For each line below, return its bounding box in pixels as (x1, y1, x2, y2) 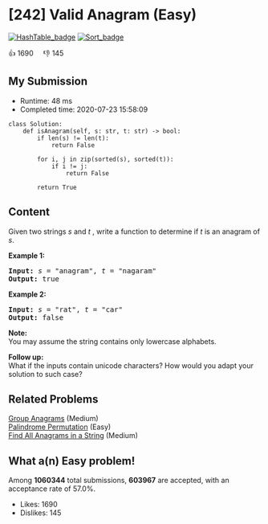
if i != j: (51, 162, 88, 170)
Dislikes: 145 (19, 508, 62, 518)
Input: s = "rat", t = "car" (8, 305, 123, 314)
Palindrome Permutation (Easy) (8, 422, 112, 432)
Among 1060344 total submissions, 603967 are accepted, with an (8, 476, 230, 485)
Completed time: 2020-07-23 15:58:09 (19, 104, 148, 114)
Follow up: (8, 352, 44, 362)
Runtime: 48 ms (19, 96, 73, 105)
